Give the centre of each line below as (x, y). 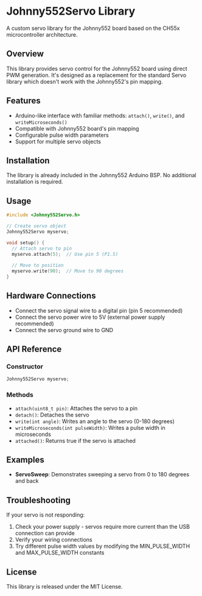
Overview (25, 54)
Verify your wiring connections (54, 540)
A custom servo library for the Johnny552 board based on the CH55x (93, 28)
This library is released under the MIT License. (64, 587)
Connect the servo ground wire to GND (64, 330)
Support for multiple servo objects (58, 141)
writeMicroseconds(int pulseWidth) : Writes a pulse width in (90, 427)
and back (27, 481)
